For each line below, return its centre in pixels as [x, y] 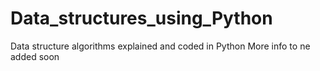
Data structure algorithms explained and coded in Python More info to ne [160, 46]
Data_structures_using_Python [141, 18]
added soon [35, 56]
